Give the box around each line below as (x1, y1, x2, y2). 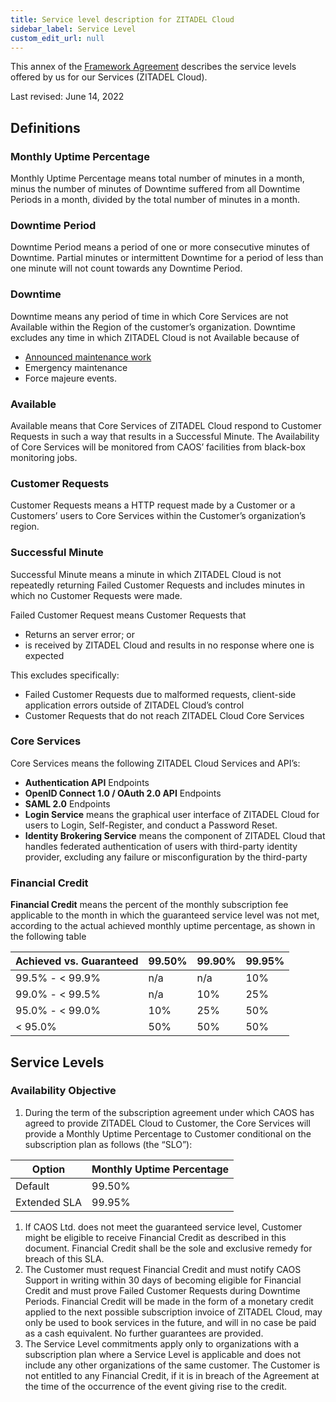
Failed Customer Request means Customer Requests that (10, 609, 247, 621)
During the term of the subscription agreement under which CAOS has (24, 1106, 315, 1118)
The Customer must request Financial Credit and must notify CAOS (24, 1263, 302, 1275)
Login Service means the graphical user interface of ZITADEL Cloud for (24, 808, 320, 820)
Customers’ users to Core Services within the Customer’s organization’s (10, 510, 307, 522)
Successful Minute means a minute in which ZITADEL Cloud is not (10, 568, 282, 580)
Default (15, 1179, 50, 1193)
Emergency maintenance (24, 361, 128, 373)
